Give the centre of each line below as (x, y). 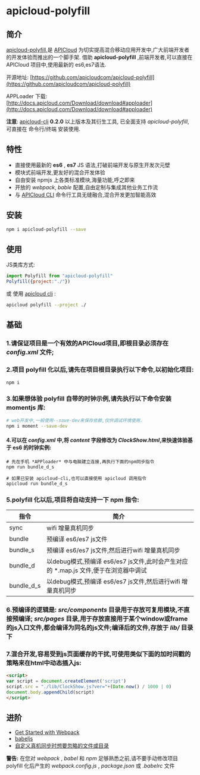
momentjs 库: (26, 407)
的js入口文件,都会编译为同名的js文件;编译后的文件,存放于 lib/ (93, 627)
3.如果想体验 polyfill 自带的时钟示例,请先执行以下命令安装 (89, 399)
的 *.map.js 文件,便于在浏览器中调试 (97, 570)
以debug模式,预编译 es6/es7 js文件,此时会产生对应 (118, 561)
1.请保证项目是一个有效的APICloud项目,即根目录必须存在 (87, 343)
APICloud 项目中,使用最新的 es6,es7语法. (56, 65)
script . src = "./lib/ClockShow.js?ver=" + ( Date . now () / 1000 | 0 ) (89, 686)
